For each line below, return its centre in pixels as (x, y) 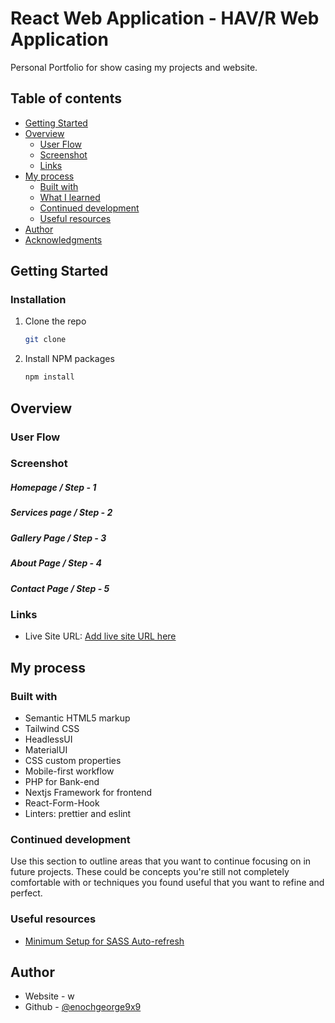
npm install (49, 377)
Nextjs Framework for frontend (88, 792)
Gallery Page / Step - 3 (58, 538)
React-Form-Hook (62, 803)
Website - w (49, 996)
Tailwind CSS (52, 728)
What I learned (70, 197)
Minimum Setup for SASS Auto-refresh (104, 941)
